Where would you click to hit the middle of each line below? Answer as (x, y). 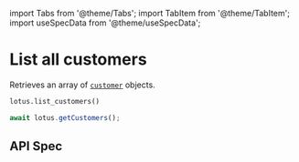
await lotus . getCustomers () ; (65, 117)
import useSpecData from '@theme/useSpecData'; (105, 23)
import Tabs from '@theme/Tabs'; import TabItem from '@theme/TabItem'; (150, 13)
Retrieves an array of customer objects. (82, 85)
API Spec (36, 146)
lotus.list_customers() (55, 101)
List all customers (79, 60)
